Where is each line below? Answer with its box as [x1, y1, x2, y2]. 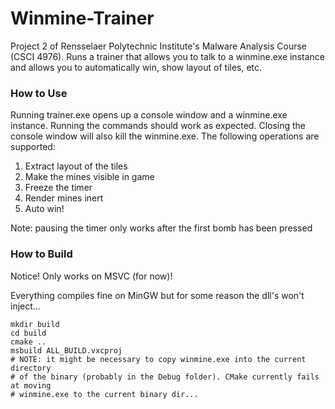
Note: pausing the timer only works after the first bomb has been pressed [10, 222, 313, 234]
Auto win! [24, 203, 65, 215]
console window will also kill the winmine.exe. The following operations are [10, 130, 320, 142]
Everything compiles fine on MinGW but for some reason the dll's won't [10, 289, 305, 301]
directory [10, 363, 52, 373]
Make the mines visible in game [24, 171, 155, 183]
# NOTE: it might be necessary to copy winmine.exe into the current [10, 354, 307, 364]
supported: [10, 141, 56, 153]
